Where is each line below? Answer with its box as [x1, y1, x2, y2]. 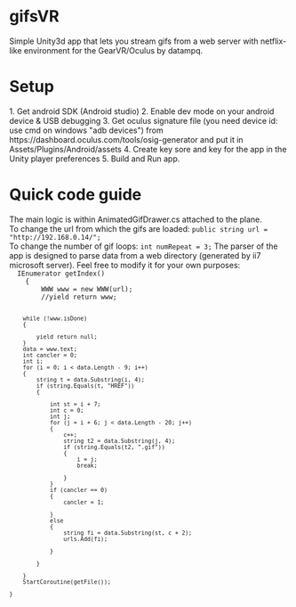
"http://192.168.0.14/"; [9, 233, 101, 242]
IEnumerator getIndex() [17, 269, 105, 278]
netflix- [260, 36, 287, 46]
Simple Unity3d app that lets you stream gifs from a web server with [9, 36, 260, 46]
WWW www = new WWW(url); [41, 284, 133, 293]
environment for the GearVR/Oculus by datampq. [23, 45, 204, 55]
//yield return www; [41, 292, 117, 301]
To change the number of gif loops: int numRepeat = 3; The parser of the [9, 241, 278, 251]
